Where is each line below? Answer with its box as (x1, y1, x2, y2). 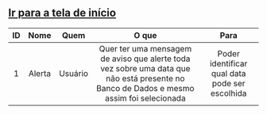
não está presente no (106, 73, 185, 84)
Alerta (28, 67, 52, 78)
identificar (209, 58, 248, 69)
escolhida (210, 87, 247, 98)
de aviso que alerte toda (100, 53, 191, 64)
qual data (211, 67, 246, 78)
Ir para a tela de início (8, 6, 117, 20)
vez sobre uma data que (100, 63, 191, 74)
